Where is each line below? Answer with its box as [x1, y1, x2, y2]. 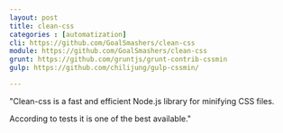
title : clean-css [9, 22, 75, 31]
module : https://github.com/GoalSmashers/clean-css [9, 47, 207, 56]
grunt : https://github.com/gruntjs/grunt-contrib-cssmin [9, 55, 228, 64]
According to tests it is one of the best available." [9, 113, 192, 124]
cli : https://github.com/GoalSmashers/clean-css [9, 38, 196, 48]
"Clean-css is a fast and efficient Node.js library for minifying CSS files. [9, 95, 275, 106]
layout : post [9, 13, 59, 22]
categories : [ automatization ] [9, 30, 127, 39]
